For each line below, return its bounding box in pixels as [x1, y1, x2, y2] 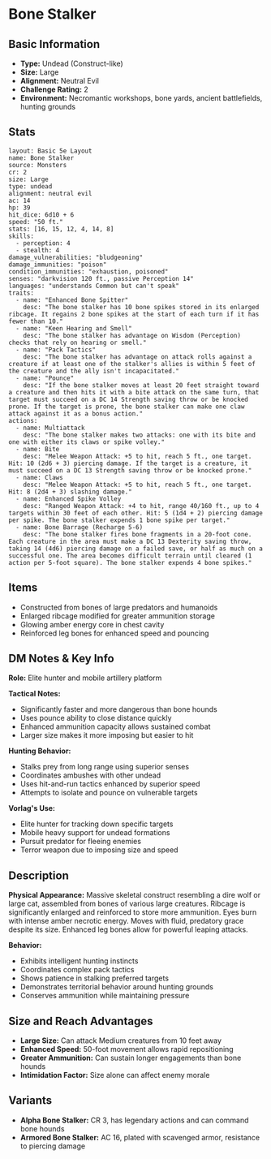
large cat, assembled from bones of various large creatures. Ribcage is [8, 898, 246, 909]
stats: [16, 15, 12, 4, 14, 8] [8, 225, 114, 233]
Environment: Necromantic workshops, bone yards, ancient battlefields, [19, 93, 263, 102]
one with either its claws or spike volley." [8, 437, 165, 446]
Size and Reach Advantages [8, 1014, 153, 1028]
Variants [8, 1093, 53, 1108]
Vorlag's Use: [8, 804, 55, 813]
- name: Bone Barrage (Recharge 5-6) [15, 523, 144, 532]
